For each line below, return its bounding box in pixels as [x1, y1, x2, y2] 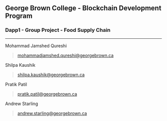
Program [5, 12, 33, 20]
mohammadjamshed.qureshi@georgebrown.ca [17, 52, 114, 58]
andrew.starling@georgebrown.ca [17, 110, 87, 116]
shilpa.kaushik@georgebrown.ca [17, 72, 85, 78]
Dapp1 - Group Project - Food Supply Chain [5, 27, 111, 34]
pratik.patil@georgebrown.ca [17, 91, 78, 97]
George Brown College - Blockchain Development [5, 4, 162, 12]
